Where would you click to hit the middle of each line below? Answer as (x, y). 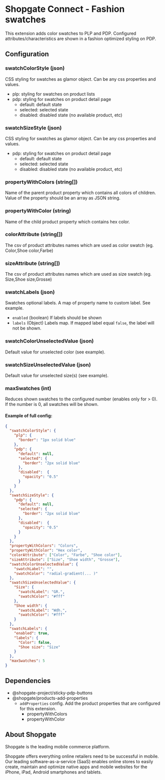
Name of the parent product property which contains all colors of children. (81, 193)
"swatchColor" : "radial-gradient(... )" (56, 573)
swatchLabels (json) (30, 292)
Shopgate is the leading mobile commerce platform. (58, 746)
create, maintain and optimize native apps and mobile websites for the (76, 767)
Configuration (27, 54)
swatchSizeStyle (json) (33, 128)
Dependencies (28, 681)
